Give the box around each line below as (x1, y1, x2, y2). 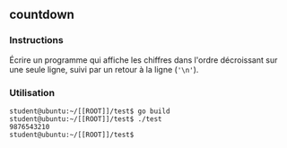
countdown (9, 7, 74, 22)
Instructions (9, 34, 65, 47)
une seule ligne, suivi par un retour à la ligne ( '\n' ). (9, 64, 199, 74)
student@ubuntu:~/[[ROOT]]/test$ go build (9, 107, 170, 116)
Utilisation (9, 86, 56, 99)
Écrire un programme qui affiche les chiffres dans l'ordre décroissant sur (9, 54, 278, 65)
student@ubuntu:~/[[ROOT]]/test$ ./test (9, 114, 163, 124)
